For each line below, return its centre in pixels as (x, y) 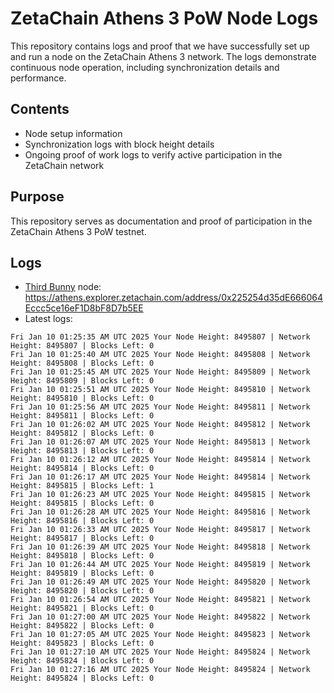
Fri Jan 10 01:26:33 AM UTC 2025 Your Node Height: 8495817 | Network (160, 530)
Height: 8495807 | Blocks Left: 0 (82, 346)
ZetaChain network (64, 165)
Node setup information (73, 133)
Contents (40, 109)
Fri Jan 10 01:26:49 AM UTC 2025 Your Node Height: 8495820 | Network (160, 582)
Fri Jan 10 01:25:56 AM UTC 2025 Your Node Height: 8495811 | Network (160, 407)
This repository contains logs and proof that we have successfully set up (160, 46)
